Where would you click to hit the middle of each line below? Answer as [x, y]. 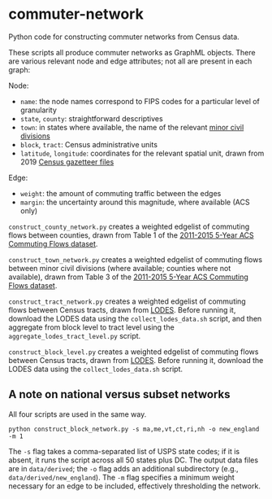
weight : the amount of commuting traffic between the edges [121, 193]
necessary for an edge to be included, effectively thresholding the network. [135, 486]
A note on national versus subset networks [119, 394]
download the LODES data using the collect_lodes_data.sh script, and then [135, 318]
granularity [38, 110]
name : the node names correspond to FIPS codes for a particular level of [140, 101]
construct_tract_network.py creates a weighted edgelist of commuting [127, 301]
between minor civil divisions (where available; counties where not [120, 268]
